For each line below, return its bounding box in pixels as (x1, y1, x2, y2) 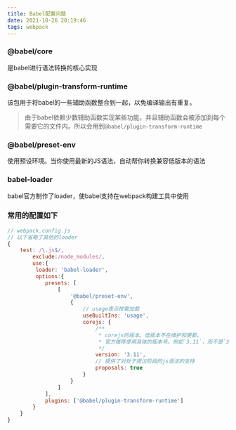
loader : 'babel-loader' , (35, 266, 109, 274)
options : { (35, 273, 65, 280)
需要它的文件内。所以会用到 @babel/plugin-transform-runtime (24, 122, 202, 130)
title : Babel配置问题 (7, 10, 67, 18)
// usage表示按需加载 (82, 306, 140, 313)
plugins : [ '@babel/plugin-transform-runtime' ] (44, 397, 184, 404)
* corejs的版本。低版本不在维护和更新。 (98, 332, 202, 339)
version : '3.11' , (95, 351, 146, 358)
